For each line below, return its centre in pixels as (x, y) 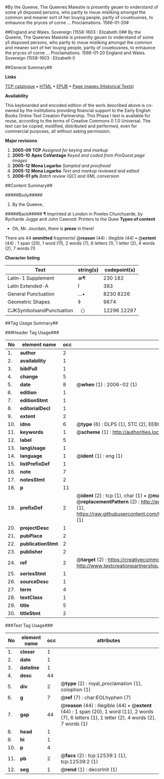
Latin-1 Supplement (31, 278)
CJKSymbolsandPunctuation (40, 310)
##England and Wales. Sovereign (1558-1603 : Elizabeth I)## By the (73, 32)
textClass (31, 597)
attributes (109, 640)
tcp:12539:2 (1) (80, 762)
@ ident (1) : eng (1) (100, 456)
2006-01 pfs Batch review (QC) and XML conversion (66, 176)
